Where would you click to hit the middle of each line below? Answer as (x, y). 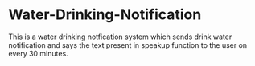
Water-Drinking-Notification (105, 15)
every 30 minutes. (38, 53)
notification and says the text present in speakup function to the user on (128, 45)
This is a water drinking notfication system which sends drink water (120, 37)
